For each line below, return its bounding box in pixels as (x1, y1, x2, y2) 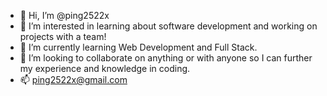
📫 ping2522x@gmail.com (19, 74, 128, 85)
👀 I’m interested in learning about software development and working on (19, 20, 318, 32)
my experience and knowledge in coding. (19, 63, 191, 74)
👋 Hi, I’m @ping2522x (19, 10, 110, 21)
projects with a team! (19, 31, 107, 42)
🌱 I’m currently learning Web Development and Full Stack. (19, 41, 258, 53)
